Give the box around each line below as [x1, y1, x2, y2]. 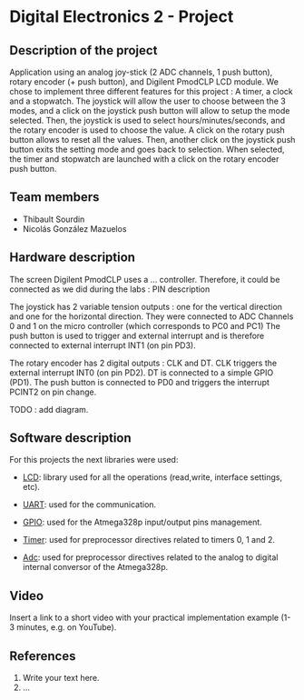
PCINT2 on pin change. [9, 386, 97, 397]
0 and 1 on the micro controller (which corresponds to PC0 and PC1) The [9, 320, 281, 331]
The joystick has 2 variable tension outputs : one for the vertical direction [9, 301, 283, 312]
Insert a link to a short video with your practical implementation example [9, 612, 279, 624]
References [9, 648, 76, 664]
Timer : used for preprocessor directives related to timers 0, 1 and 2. [22, 535, 275, 545]
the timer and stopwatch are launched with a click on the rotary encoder [9, 154, 279, 165]
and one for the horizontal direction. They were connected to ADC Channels [9, 311, 294, 322]
